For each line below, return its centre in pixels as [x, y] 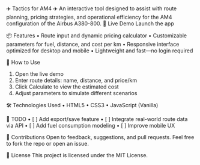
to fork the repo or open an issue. [47, 144]
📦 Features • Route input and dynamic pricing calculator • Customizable [97, 36]
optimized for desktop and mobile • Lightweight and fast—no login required [100, 51]
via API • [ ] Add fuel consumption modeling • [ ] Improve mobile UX [91, 126]
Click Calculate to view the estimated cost [67, 87]
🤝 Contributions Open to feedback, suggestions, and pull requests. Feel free [100, 137]
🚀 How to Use [23, 62]
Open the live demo [39, 74]
